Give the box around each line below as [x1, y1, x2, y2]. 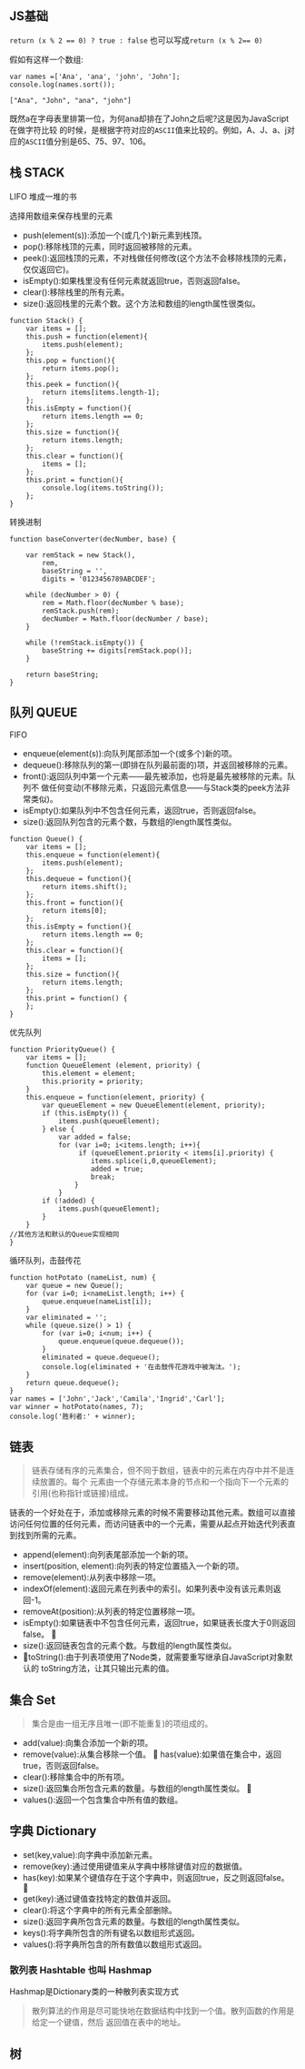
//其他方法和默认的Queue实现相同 [9, 1230, 120, 1240]
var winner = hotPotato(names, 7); [9, 1403, 144, 1412]
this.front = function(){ [25, 898, 124, 908]
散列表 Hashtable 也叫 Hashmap [9, 1963, 152, 1976]
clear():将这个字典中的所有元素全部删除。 [22, 1904, 177, 1915]
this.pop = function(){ [25, 356, 116, 365]
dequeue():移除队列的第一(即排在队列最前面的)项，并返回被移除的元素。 [22, 759, 293, 771]
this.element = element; [42, 1069, 136, 1079]
